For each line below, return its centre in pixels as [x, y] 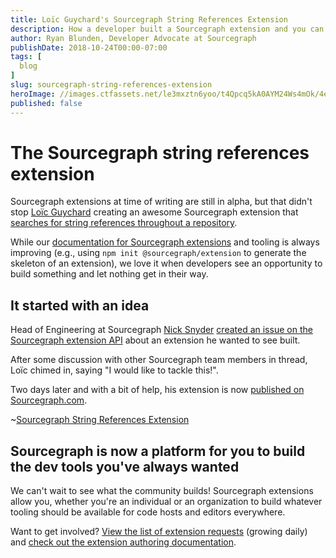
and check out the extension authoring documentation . [123, 542]
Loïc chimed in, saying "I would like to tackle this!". [114, 370]
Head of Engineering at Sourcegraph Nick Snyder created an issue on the [161, 330]
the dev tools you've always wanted [125, 466]
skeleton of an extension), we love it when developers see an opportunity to [166, 263]
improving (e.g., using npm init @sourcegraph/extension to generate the [158, 253]
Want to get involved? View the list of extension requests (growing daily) [159, 532]
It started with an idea [80, 305]
